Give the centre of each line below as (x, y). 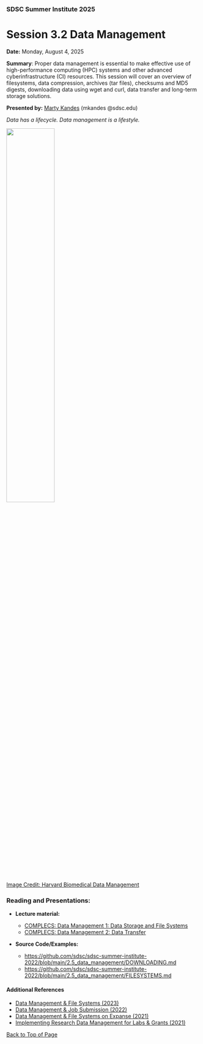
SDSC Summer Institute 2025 (51, 9)
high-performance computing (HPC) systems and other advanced (89, 70)
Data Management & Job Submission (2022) (71, 1010)
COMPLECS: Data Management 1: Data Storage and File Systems (106, 926)
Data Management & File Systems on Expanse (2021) (82, 1016)
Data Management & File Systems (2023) (67, 1003)
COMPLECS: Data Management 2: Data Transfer (85, 932)
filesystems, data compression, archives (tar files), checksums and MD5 (97, 83)
